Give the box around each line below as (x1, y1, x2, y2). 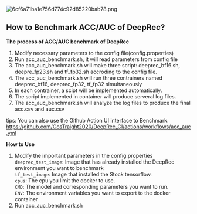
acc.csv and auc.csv (14, 106, 64, 113)
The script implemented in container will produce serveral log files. (14, 93, 176, 100)
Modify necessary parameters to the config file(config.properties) (14, 49, 174, 56)
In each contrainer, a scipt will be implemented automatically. (14, 87, 162, 94)
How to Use (6, 141, 35, 148)
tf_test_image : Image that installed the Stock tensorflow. (14, 171, 152, 178)
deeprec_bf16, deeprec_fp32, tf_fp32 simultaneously (14, 80, 142, 87)
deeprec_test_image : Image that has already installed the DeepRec (14, 158, 175, 165)
